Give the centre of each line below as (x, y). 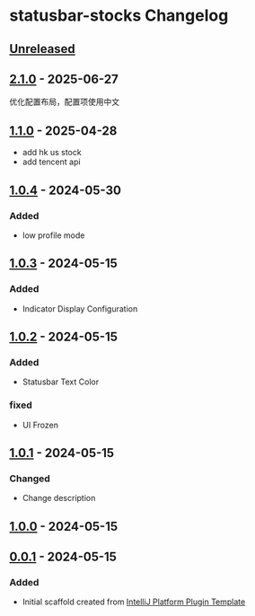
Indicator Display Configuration (80, 308)
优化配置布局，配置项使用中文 (64, 102)
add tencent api (51, 162)
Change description (59, 498)
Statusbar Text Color (61, 382)
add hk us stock (52, 153)
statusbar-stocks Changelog (119, 16)
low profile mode (53, 235)
